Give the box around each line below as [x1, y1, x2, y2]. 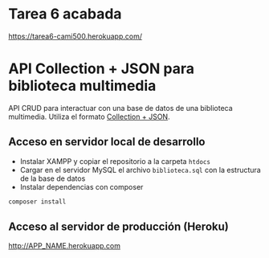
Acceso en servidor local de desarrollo [8, 135, 206, 149]
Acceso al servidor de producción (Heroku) [8, 219, 229, 233]
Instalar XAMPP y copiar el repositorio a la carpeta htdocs [19, 156, 211, 166]
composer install [8, 198, 67, 206]
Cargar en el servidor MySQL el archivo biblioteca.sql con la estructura [19, 165, 261, 174]
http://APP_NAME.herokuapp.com [8, 241, 121, 251]
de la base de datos [19, 174, 86, 183]
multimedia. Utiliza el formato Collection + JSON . [8, 112, 170, 121]
